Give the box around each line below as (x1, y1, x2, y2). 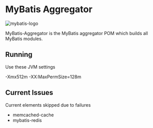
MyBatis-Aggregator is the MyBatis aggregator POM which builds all (5, 30, 148, 36)
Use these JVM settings (5, 63, 56, 70)
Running (5, 50, 33, 59)
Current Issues (5, 88, 53, 97)
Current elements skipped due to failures (5, 102, 91, 108)
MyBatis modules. (5, 36, 43, 42)
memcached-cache (12, 112, 54, 118)
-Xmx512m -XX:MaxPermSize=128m (5, 74, 81, 80)
